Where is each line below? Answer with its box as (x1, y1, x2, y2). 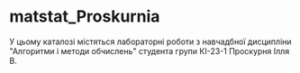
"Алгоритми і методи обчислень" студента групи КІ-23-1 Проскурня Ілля (9, 45, 290, 56)
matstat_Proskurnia (9, 6, 160, 27)
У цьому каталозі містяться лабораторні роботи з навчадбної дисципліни (9, 36, 292, 47)
